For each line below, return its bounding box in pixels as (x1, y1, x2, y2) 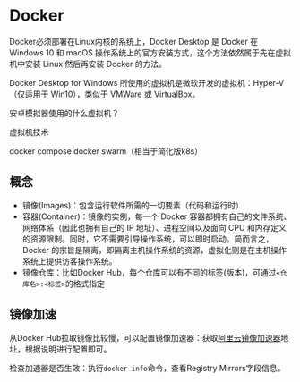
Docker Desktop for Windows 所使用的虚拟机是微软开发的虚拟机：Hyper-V (9, 77, 285, 88)
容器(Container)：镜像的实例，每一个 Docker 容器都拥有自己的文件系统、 (21, 211, 292, 222)
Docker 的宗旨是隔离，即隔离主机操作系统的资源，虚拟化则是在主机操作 (21, 244, 287, 255)
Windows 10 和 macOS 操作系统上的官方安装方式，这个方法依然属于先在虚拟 (9, 47, 292, 58)
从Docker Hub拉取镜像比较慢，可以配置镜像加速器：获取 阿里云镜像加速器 (9, 332, 281, 343)
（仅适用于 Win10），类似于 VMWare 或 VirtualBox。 (9, 89, 201, 99)
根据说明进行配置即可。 (24, 344, 112, 354)
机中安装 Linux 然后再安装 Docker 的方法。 (9, 58, 167, 69)
